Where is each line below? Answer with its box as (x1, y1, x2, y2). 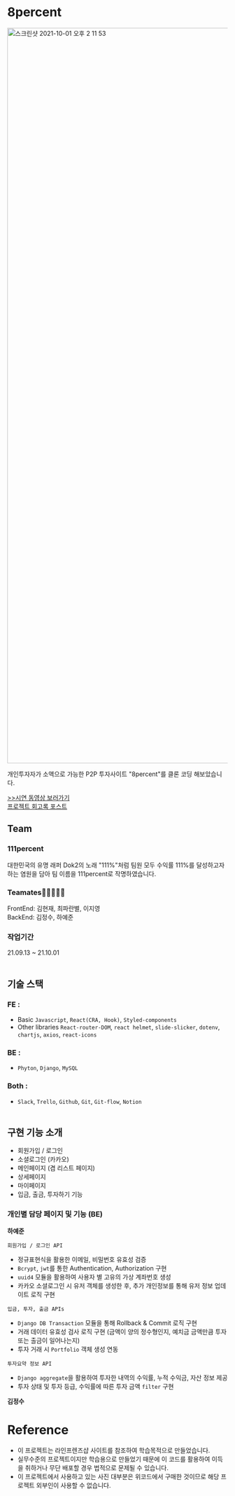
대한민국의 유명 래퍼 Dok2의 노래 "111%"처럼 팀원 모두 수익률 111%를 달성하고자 (7, 861, 225, 869)
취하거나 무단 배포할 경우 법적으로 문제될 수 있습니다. (24, 1463, 169, 1471)
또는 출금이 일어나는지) (17, 1336, 80, 1345)
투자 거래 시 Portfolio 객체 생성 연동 (17, 1345, 119, 1353)
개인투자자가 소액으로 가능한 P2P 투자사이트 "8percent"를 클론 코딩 (7, 770, 192, 778)
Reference (7, 1422, 69, 1438)
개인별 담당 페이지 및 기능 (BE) (7, 1210, 104, 1219)
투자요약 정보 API (7, 1360, 52, 1367)
